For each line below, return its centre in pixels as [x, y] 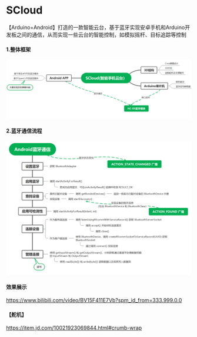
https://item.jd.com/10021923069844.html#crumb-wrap [74, 328]
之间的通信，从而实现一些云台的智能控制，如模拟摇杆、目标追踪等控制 [101, 34]
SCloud [24, 10]
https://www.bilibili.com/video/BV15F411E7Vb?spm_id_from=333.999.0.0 [94, 300]
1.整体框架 [19, 49]
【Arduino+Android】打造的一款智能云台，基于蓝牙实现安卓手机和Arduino [96, 27]
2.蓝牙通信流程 [24, 131]
